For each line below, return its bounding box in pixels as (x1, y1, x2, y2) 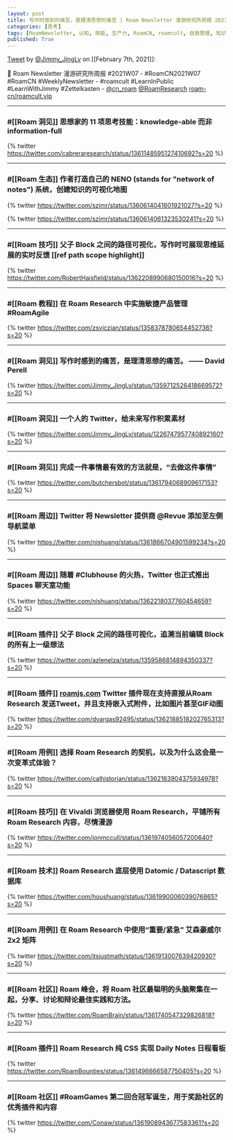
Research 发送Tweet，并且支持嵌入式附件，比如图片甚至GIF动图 (7, 699, 223, 709)
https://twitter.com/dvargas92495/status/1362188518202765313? (37, 715, 225, 723)
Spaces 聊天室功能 (7, 580, 71, 590)
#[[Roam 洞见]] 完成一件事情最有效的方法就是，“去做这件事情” (7, 462, 216, 472)
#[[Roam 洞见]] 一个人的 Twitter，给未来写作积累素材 (7, 414, 186, 424)
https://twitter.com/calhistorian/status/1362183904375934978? (37, 774, 218, 782)
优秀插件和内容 (7, 1103, 58, 1112)
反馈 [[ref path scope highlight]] (35, 250, 145, 260)
